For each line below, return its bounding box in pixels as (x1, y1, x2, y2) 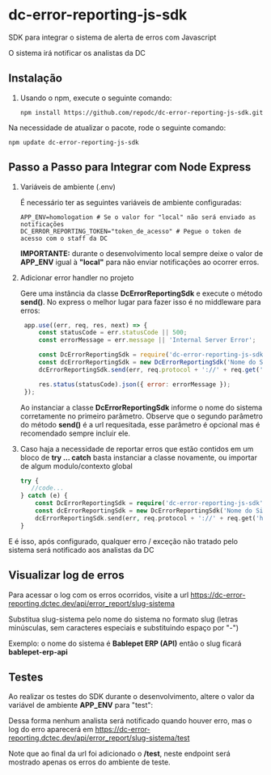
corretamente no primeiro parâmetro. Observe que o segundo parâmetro (19, 411, 263, 421)
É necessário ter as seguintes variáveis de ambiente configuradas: (19, 197, 242, 207)
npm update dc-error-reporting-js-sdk (8, 138, 139, 146)
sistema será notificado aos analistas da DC (8, 545, 155, 554)
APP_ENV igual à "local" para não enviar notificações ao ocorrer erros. (19, 257, 260, 267)
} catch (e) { (19, 491, 68, 500)
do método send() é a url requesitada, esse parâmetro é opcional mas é (19, 419, 260, 429)
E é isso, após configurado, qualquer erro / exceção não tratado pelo (8, 536, 239, 546)
